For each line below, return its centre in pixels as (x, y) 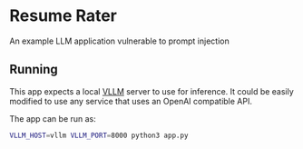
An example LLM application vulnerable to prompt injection (119, 41)
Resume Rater (64, 16)
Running (34, 70)
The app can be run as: (53, 118)
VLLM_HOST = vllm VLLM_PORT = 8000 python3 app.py (99, 135)
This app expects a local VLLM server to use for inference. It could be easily (152, 91)
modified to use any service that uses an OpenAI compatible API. (131, 101)
